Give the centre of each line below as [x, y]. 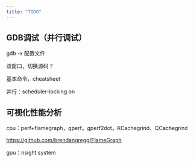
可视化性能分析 [34, 112]
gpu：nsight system [31, 153]
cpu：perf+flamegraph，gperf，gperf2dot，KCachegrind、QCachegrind [97, 128]
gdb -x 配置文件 [26, 53]
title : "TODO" [24, 12]
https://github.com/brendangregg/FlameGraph [64, 140]
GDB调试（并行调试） [46, 38]
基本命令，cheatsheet [33, 79]
